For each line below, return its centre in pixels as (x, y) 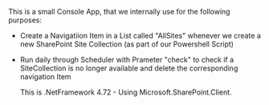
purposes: (25, 20)
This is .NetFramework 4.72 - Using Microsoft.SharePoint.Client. (126, 92)
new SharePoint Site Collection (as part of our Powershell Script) (127, 44)
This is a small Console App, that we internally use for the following (119, 12)
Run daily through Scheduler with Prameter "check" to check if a (127, 60)
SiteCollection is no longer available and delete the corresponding (129, 68)
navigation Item (45, 77)
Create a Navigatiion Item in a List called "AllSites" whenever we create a (140, 36)
